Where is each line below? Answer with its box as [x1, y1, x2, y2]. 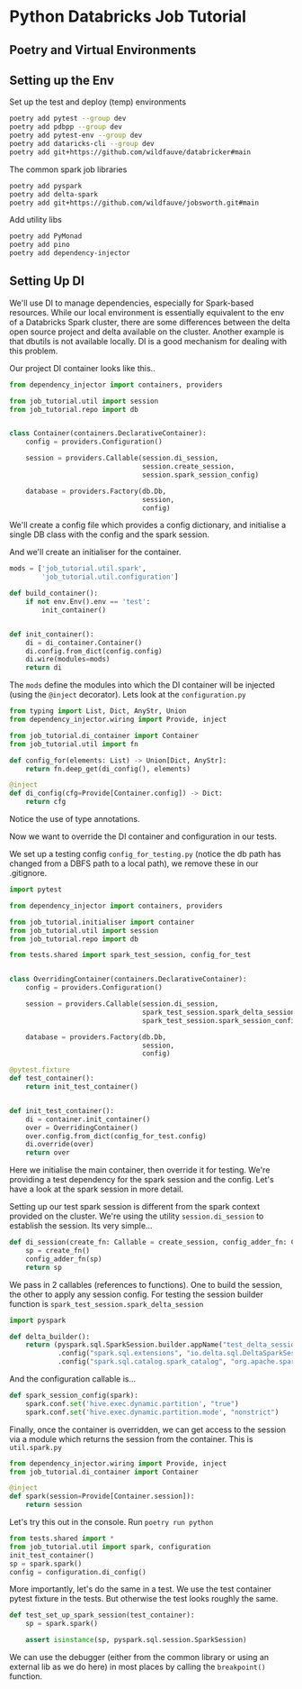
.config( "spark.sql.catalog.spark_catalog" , [57, 1357, 227, 1366]
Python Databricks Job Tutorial [9, 6, 247, 27]
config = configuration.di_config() [9, 1567, 147, 1576]
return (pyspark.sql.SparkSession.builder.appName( [25, 1340, 223, 1349]
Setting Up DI [9, 273, 85, 289]
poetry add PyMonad [9, 232, 83, 241]
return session [25, 1501, 83, 1510]
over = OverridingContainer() [25, 1123, 139, 1132]
